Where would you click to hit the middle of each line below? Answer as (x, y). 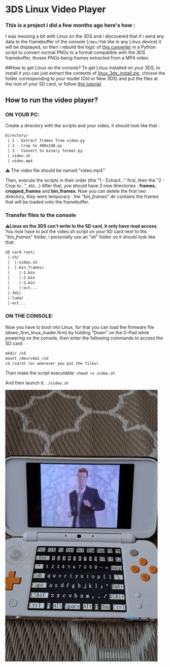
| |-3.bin (21, 283)
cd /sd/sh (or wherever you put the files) (52, 363)
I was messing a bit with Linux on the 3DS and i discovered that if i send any (85, 36)
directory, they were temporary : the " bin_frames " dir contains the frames (82, 196)
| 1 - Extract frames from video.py (46, 141)
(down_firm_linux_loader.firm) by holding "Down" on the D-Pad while (77, 332)
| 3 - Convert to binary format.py (45, 151)
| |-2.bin (21, 278)
